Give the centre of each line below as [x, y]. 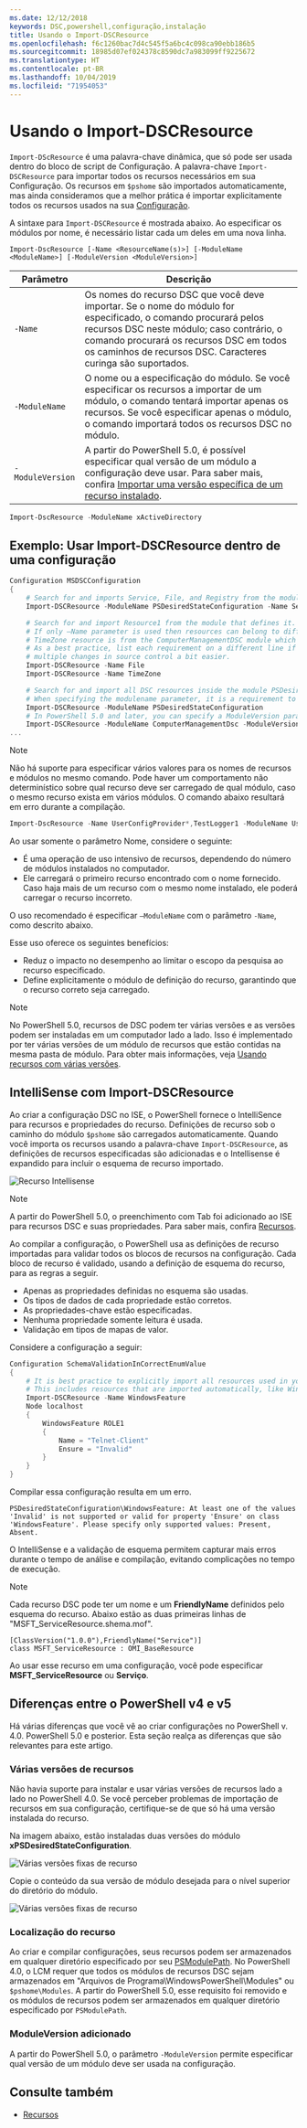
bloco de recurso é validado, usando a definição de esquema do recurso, [148, 1263]
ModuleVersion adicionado [70, 2034]
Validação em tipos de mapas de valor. [95, 1329]
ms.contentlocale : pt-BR [57, 69]
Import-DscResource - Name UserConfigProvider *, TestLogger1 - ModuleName [148, 824]
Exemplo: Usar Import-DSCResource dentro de [145, 545]
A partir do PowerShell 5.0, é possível [165, 450]
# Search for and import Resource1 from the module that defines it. [161, 622]
